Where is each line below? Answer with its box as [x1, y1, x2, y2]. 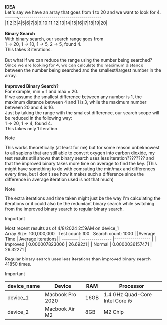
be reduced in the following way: [5, 115, 72, 121]
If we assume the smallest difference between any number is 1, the [5, 94, 142, 100]
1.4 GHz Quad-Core [103, 291, 152, 298]
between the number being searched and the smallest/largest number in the [5, 67, 161, 73]
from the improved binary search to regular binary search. [5, 206, 124, 212]
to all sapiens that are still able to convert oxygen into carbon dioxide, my [5, 150, 155, 156]
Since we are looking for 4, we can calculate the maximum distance [5, 62, 144, 68]
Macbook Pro [44, 291, 76, 298]
